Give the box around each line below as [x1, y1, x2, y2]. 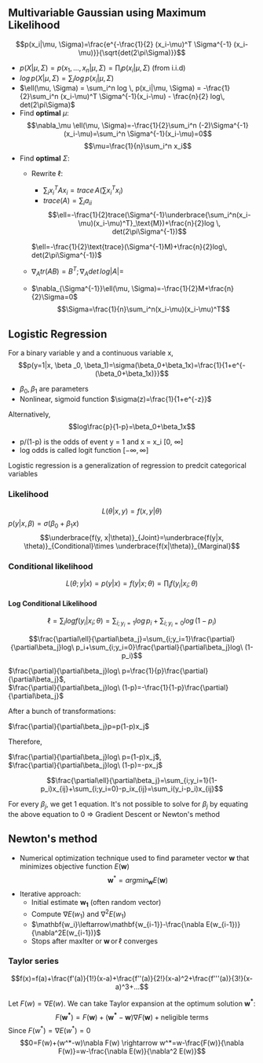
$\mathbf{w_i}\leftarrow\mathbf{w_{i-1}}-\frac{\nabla [31, 919, 205, 929]
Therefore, [8, 737, 43, 746]
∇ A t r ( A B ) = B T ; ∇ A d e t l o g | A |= [31, 265, 124, 278]
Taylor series [8, 955, 59, 966]
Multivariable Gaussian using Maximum [8, 6, 206, 20]
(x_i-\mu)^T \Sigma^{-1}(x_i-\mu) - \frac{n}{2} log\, [60, 92, 225, 101]
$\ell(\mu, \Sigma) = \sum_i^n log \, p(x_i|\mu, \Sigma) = [19, 83, 202, 93]
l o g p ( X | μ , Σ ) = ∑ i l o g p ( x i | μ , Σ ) [19, 73, 115, 85]
